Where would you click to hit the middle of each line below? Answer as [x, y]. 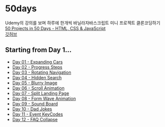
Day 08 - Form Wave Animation [44, 98]
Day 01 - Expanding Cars [37, 62]
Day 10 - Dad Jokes [32, 109]
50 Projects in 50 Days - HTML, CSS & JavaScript [55, 28]
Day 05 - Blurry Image [35, 83]
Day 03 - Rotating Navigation [42, 72]
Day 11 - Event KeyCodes [37, 114]
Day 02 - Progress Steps [37, 67]
